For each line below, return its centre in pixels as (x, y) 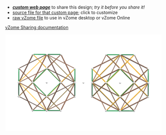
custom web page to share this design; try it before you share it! (79, 7)
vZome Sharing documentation (37, 27)
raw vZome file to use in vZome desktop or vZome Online (71, 18)
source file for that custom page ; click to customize (65, 12)
